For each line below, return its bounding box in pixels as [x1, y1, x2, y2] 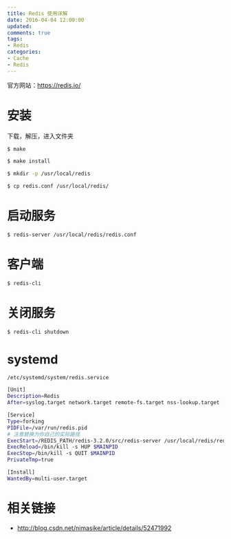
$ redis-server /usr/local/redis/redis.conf [7, 231, 137, 238]
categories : [7, 49, 41, 56]
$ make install [7, 158, 51, 165]
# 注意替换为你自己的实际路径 [7, 431, 80, 438]
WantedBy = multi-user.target [7, 475, 88, 482]
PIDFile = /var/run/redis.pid [7, 424, 88, 431]
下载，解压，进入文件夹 [7, 131, 74, 140]
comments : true [7, 29, 51, 36]
